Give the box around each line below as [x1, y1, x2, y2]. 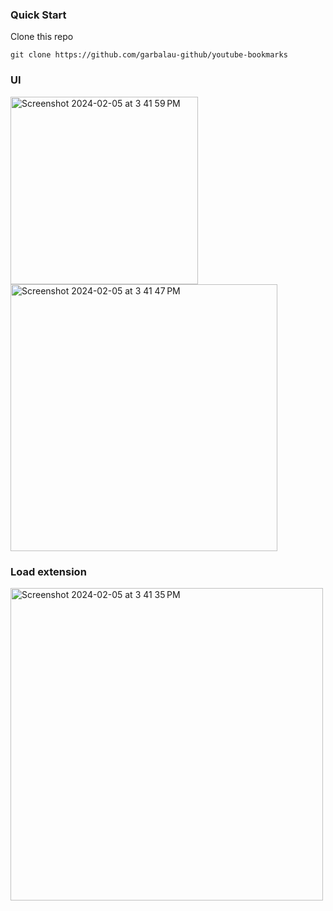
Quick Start [10, 8, 67, 22]
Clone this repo [10, 31, 74, 43]
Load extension [10, 564, 87, 578]
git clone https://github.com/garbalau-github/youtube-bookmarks [10, 50, 288, 60]
